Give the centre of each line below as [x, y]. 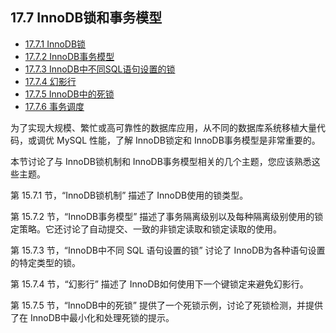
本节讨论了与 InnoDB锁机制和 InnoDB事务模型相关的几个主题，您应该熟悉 [161, 161]
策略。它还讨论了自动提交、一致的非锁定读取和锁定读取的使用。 [150, 229]
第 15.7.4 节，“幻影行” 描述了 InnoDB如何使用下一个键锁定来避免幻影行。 [159, 284]
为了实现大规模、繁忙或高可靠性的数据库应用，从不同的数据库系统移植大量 [163, 127]
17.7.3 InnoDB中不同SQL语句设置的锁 [100, 69]
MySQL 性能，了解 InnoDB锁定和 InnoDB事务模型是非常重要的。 [188, 140]
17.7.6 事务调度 [54, 106]
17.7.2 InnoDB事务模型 [69, 56]
